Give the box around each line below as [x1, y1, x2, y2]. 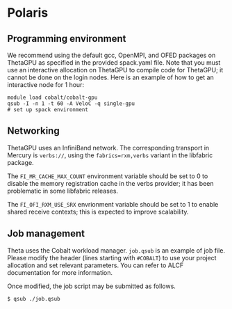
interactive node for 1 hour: [7, 81, 85, 88]
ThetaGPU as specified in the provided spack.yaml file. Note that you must [7, 58, 221, 67]
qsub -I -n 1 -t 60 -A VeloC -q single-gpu [7, 100, 135, 107]
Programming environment [7, 33, 126, 45]
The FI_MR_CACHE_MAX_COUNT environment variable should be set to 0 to [7, 172, 208, 180]
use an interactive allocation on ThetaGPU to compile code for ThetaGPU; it [7, 66, 224, 74]
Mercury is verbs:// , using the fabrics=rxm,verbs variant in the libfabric [7, 151, 213, 159]
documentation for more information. [7, 268, 113, 276]
